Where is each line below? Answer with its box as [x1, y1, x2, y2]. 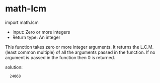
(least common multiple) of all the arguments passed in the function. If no [5, 49, 156, 55]
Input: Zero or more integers [12, 29, 71, 35]
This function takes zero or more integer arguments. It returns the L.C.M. [5, 44, 154, 50]
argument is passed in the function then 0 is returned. [5, 54, 115, 60]
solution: [5, 64, 23, 70]
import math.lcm [5, 19, 39, 25]
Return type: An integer [12, 34, 61, 40]
